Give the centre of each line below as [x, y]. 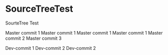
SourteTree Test [22, 23]
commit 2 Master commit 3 [34, 38]
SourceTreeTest [39, 9]
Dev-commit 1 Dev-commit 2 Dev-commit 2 [51, 48]
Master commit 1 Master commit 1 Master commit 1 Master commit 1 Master [84, 33]
